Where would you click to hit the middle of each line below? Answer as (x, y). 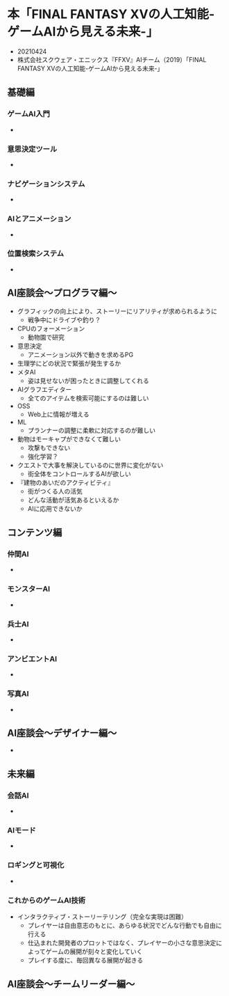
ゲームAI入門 (29, 114)
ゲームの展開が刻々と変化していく (94, 951)
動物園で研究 (46, 337)
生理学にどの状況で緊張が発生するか (69, 363)
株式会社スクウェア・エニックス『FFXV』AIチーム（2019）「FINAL (112, 59)
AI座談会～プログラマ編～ (62, 293)
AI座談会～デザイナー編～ (62, 733)
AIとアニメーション (39, 219)
